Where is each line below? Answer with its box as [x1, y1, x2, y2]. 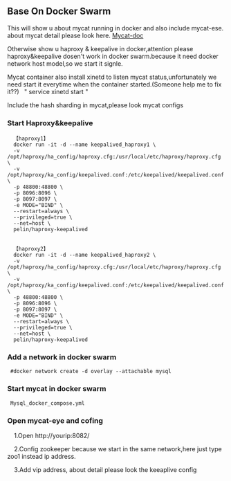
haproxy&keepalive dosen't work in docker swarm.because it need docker [7, 52, 219, 60]
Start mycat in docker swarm [7, 384, 107, 394]
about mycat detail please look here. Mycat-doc [7, 31, 144, 39]
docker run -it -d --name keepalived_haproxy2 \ [13, 252, 156, 259]
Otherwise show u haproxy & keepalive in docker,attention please [7, 44, 194, 53]
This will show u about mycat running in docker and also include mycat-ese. [7, 24, 224, 32]
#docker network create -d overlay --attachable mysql [10, 368, 172, 375]
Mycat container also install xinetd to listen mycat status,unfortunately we [7, 73, 217, 81]
